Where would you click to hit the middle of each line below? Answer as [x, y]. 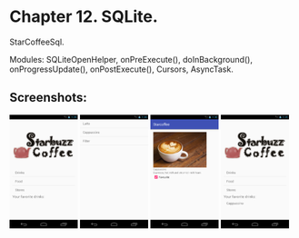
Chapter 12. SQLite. [84, 17]
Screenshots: [49, 98]
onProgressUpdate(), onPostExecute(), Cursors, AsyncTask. [121, 69]
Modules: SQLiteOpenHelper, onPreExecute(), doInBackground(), [131, 59]
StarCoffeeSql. [37, 42]
